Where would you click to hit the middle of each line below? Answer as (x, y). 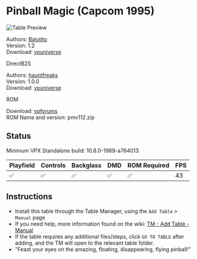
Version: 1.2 (21, 45)
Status (19, 136)
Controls (53, 165)
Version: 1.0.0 (23, 81)
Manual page (30, 217)
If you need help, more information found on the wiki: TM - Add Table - (102, 224)
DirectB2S (19, 63)
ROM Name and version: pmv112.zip (50, 117)
